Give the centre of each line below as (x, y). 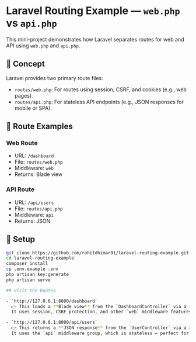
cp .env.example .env (32, 269)
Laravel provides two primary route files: (55, 78)
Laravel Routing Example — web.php (93, 11)
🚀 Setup (21, 239)
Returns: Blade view (38, 174)
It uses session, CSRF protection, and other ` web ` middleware (90, 312)
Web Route (22, 143)
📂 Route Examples (39, 127)
